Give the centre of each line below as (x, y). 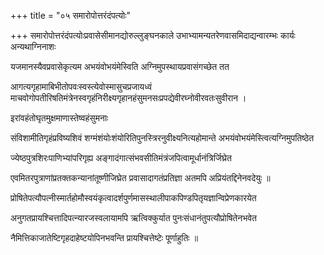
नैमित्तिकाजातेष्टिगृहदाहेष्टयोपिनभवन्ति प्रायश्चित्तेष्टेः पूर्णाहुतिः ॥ (104, 238)
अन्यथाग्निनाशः (33, 46)
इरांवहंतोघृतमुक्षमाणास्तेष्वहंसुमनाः (59, 118)
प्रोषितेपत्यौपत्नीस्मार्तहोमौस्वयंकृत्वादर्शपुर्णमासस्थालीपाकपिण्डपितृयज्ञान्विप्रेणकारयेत (133, 198)
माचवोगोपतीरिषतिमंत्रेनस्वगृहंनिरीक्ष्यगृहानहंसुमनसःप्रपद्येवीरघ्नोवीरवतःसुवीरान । (128, 98)
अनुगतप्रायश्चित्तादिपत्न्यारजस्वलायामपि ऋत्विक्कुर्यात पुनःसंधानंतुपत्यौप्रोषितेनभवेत (133, 218)
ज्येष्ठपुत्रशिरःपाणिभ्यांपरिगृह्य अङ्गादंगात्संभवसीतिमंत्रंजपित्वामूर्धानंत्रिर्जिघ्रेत (121, 158)
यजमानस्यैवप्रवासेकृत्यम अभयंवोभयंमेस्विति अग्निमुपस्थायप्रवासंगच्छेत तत (120, 66)
